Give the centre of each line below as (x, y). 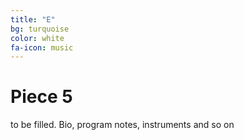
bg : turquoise (40, 29)
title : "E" (33, 19)
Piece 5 (41, 97)
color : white (37, 38)
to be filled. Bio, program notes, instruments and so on (122, 125)
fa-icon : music (42, 47)
